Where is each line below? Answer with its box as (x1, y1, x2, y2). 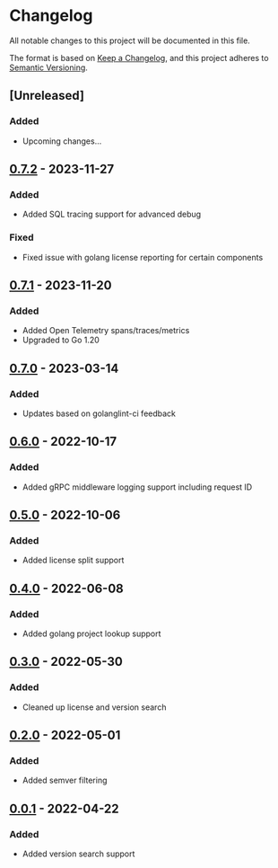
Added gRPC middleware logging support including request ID (22, 482, 253, 492)
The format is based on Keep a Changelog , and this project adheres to (9, 52, 269, 63)
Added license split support (22, 554, 125, 566)
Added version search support (22, 848, 135, 859)
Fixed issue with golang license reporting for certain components (22, 252, 264, 262)
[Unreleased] (9, 88, 85, 103)
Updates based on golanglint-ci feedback (22, 408, 177, 419)
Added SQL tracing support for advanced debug (22, 208, 202, 220)
